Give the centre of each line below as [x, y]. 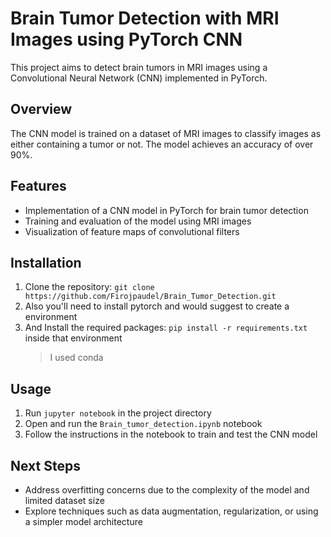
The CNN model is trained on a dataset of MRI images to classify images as [166, 133]
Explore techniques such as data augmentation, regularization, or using [171, 511]
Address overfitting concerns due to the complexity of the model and [167, 490]
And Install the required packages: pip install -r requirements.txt [166, 328]
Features [38, 186]
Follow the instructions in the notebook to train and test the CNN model [171, 434]
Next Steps [45, 465]
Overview [41, 109]
